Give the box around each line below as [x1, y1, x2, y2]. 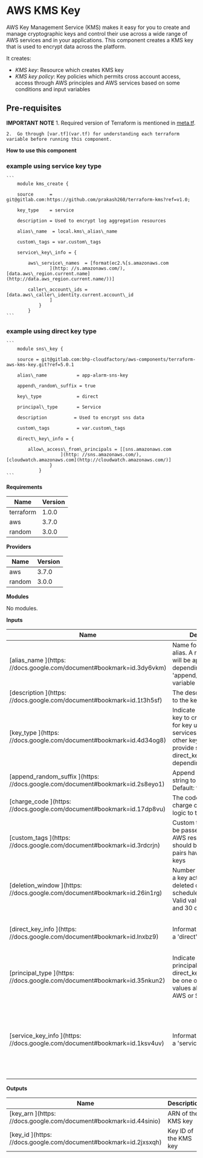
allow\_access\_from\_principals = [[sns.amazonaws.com [28, 447, 172, 453]
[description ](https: [9, 688, 66, 697]
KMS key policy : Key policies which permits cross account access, [14, 73, 181, 80]
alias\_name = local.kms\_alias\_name [17, 228, 118, 235]
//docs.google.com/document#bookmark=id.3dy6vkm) [9, 664, 167, 672]
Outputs [6, 1085, 28, 1092]
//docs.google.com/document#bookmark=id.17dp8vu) [9, 805, 166, 814]
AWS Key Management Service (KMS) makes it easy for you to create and [6, 24, 190, 31]
